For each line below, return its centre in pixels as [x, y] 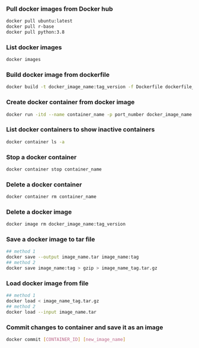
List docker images [34, 47]
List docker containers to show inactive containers [81, 130]
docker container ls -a [36, 142]
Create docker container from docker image [70, 102]
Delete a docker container [44, 184]
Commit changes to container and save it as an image [85, 327]
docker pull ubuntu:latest [39, 21]
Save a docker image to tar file [51, 240]
